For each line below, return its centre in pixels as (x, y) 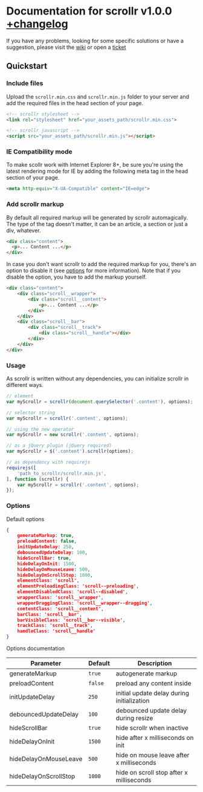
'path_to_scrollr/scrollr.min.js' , (62, 473)
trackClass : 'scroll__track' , (55, 626)
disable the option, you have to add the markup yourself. (76, 277)
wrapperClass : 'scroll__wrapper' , (60, 598)
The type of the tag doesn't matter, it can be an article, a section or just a (97, 224)
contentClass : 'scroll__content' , (60, 609)
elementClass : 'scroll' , (48, 581)
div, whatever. (24, 230)
